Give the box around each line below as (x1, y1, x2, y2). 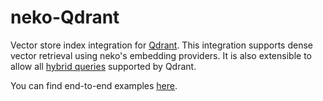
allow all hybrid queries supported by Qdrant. (10, 60, 197, 72)
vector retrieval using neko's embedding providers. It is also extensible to (10, 49, 312, 61)
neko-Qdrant (10, 6, 120, 29)
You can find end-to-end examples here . (10, 79, 178, 91)
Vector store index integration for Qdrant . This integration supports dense (10, 39, 313, 51)
